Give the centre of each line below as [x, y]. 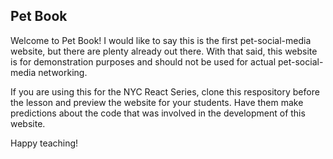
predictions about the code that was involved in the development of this [158, 113]
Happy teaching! [44, 143]
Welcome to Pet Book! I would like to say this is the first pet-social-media [161, 40]
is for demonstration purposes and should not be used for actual [143, 61]
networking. [63, 72]
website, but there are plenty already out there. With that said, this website [164, 51]
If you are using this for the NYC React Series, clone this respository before [165, 91]
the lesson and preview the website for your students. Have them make [157, 102]
